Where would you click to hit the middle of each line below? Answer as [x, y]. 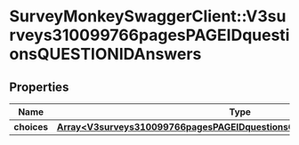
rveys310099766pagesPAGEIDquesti [149, 35]
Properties [39, 87]
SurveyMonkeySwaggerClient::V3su [148, 16]
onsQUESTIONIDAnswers [105, 54]
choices [31, 127]
